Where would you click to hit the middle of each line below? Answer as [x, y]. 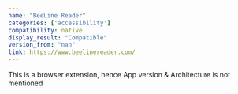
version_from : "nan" [42, 45]
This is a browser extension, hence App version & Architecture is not [119, 75]
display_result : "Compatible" [58, 38]
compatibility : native [45, 30]
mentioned [26, 83]
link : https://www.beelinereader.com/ [72, 52]
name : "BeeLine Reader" [47, 15]
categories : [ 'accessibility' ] [59, 23]
